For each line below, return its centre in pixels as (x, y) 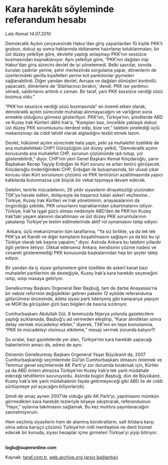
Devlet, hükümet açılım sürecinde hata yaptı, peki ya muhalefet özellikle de (82, 143)
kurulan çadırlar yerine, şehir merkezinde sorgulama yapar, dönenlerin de (81, 70)
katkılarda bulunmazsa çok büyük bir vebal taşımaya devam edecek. (76, 180)
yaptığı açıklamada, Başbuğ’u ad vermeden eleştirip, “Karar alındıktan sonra (83, 319)
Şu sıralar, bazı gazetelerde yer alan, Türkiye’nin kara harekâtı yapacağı (79, 339)
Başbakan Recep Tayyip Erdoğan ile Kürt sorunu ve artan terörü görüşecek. (83, 164)
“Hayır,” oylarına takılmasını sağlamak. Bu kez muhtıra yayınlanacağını (77, 406)
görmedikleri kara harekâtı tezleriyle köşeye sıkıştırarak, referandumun (78, 401)
